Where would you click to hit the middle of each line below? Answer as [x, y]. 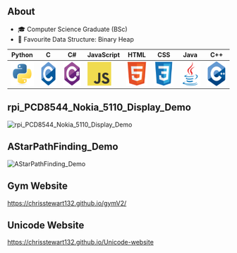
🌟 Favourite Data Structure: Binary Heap [75, 39]
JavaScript [103, 55]
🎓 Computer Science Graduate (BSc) [73, 29]
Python [22, 55]
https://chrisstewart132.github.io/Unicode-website [80, 242]
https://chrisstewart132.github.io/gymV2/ [67, 203]
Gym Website [38, 186]
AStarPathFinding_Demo [63, 147]
